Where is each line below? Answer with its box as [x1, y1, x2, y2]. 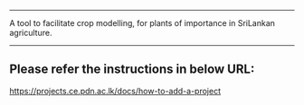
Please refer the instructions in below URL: [9, 62, 255, 77]
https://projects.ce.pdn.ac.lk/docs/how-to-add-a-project [9, 85, 222, 96]
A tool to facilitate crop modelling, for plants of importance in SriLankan [9, 18, 276, 28]
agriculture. [9, 28, 52, 38]
